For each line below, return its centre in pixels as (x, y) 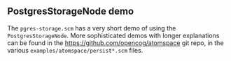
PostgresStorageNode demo (71, 11)
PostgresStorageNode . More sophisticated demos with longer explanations (113, 35)
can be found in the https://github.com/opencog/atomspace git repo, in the (115, 43)
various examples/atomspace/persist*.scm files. (75, 50)
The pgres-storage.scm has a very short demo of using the (92, 28)
